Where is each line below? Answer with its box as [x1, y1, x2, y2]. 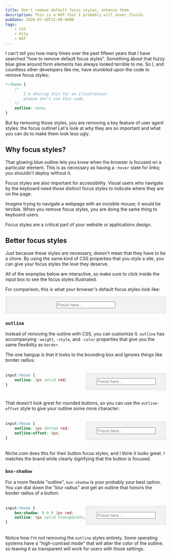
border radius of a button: [5, 490, 60, 496]
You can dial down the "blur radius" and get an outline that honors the [5, 484, 152, 490]
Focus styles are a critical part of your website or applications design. [5, 221, 152, 228]
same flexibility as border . [5, 341, 60, 347]
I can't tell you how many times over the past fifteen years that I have [5, 50, 151, 56]
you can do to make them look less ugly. [5, 131, 90, 136]
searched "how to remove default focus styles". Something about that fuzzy [5, 55, 165, 61]
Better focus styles [5, 236, 67, 245]
